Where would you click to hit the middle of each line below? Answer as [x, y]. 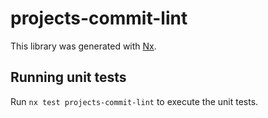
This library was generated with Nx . [83, 46]
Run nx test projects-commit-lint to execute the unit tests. [134, 101]
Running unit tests [68, 77]
